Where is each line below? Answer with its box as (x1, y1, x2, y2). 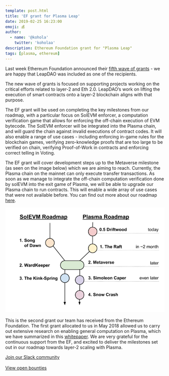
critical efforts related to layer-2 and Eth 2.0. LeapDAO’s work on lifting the (5, 86, 160, 92)
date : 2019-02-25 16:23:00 (5, 19, 62, 24)
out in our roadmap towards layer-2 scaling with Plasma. (5, 345, 123, 351)
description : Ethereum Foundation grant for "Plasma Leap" (5, 46, 133, 51)
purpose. (5, 97, 24, 103)
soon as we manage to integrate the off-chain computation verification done (5, 175, 164, 182)
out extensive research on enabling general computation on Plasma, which (5, 328, 161, 334)
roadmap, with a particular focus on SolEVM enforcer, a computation (5, 112, 148, 118)
